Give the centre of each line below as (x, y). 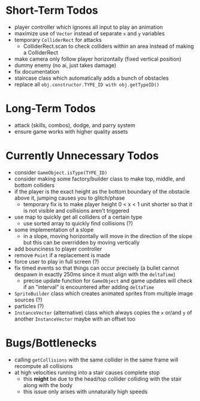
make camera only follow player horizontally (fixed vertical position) (98, 59)
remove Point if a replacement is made (62, 255)
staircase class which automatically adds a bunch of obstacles (91, 78)
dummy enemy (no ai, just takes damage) (65, 65)
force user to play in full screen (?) (57, 261)
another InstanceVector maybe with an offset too (75, 319)
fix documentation (37, 71)
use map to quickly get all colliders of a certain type (78, 217)
